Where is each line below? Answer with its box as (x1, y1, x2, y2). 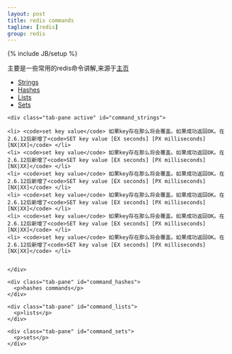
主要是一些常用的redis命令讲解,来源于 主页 (7, 64, 129, 73)
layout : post (7, 10, 46, 18)
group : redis (7, 30, 46, 37)
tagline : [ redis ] (7, 23, 59, 30)
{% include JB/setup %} (7, 49, 78, 58)
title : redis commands (7, 17, 74, 24)
